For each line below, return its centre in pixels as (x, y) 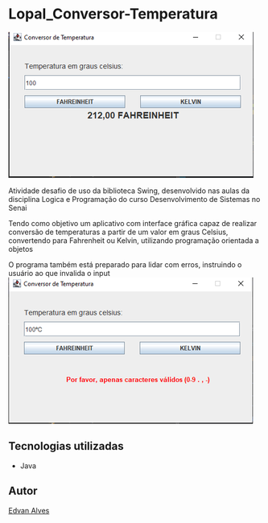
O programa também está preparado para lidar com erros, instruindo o (125, 264)
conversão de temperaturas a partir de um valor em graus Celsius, (118, 232)
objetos (21, 249)
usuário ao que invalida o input (59, 273)
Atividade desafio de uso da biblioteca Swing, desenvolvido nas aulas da (129, 191)
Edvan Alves (29, 510)
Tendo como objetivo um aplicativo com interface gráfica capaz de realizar (133, 223)
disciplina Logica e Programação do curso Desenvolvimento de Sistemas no (134, 199)
